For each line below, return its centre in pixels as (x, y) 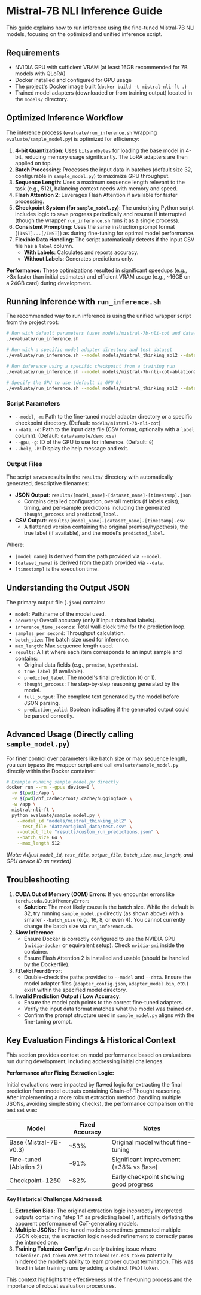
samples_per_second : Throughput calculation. (70, 633)
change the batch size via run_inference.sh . (78, 926)
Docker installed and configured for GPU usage (73, 80)
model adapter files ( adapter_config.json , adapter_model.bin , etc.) (106, 983)
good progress (133, 1184)
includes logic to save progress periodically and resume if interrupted (100, 214)
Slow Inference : (35, 932)
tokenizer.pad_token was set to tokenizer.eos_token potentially (93, 1255)
